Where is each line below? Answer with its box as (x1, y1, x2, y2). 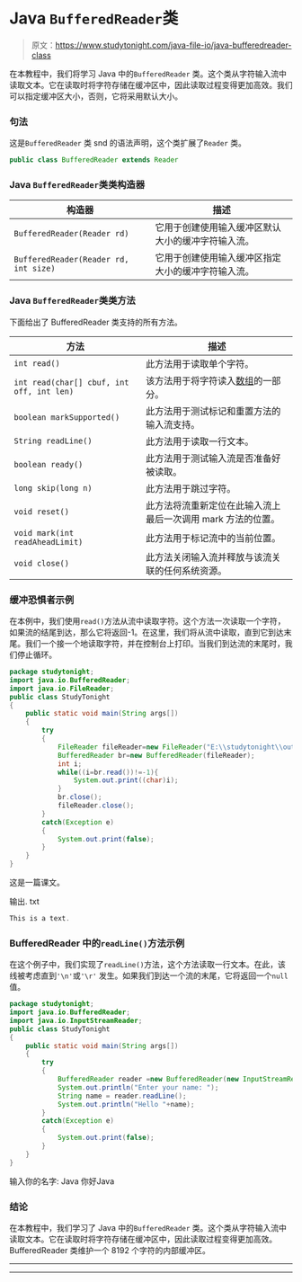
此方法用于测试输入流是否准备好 (145, 451, 281, 464)
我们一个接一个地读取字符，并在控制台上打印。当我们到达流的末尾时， (24, 638, 285, 648)
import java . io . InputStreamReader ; (9, 1016, 143, 1025)
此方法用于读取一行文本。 (145, 435, 254, 448)
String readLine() (13, 435, 93, 446)
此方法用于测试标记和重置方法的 (145, 405, 281, 417)
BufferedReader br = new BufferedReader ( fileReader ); (57, 751, 255, 760)
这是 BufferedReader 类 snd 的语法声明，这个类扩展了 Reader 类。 (9, 138, 247, 148)
